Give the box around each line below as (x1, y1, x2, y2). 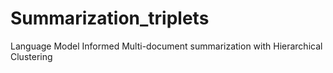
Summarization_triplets (10, 7, 210, 30)
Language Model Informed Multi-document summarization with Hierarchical (10, 40, 323, 52)
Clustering (10, 50, 53, 62)
